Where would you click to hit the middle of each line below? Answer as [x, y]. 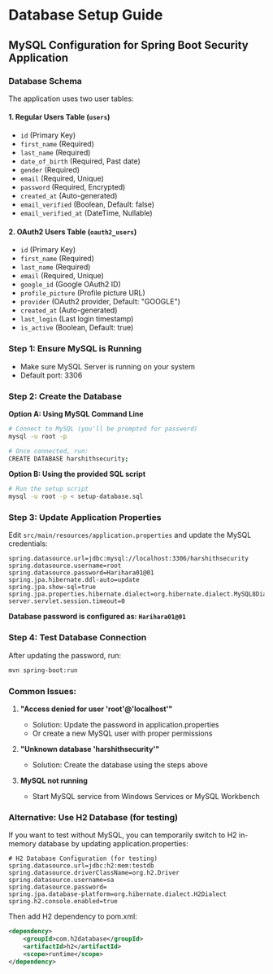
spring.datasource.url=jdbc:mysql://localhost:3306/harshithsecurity [129, 559]
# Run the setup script [49, 489]
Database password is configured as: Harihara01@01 [97, 617]
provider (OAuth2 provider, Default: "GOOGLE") [100, 302]
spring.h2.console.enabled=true [63, 902]
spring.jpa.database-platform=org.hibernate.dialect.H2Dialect [118, 894]
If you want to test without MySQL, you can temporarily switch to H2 [123, 835]
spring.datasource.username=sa [61, 880]
